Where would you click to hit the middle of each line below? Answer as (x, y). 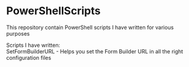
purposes (18, 33)
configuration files (29, 58)
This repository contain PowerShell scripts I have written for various (90, 27)
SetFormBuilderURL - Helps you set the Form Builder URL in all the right (95, 51)
